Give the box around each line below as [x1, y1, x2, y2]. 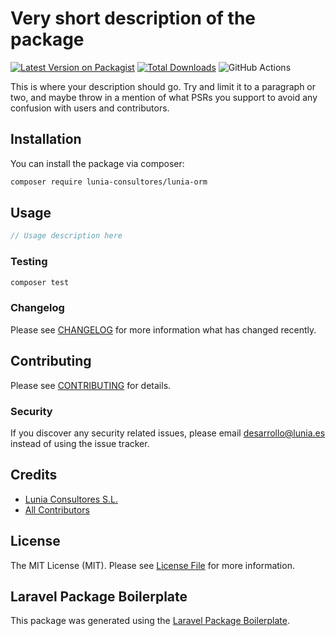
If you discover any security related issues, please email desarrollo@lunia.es [10, 427, 326, 439]
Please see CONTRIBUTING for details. [10, 379, 172, 391]
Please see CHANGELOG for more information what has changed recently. [10, 323, 317, 336]
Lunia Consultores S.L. [24, 493, 118, 505]
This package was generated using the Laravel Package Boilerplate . [10, 615, 291, 627]
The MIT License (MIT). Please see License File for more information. [10, 559, 295, 571]
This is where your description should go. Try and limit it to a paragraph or [10, 80, 317, 92]
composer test [10, 277, 70, 287]
